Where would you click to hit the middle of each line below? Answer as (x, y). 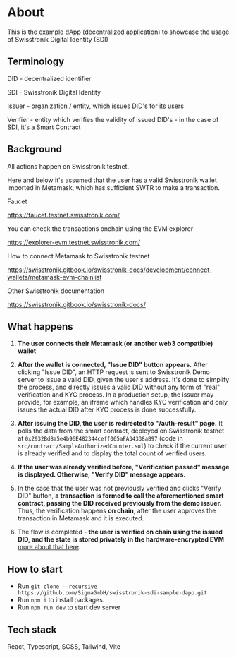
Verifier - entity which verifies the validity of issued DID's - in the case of (113, 119)
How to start (35, 569)
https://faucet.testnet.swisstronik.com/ (64, 215)
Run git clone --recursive (57, 586)
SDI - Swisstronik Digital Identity (54, 92)
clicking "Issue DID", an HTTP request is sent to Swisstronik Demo (113, 372)
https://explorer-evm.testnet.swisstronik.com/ (74, 242)
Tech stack (32, 629)
